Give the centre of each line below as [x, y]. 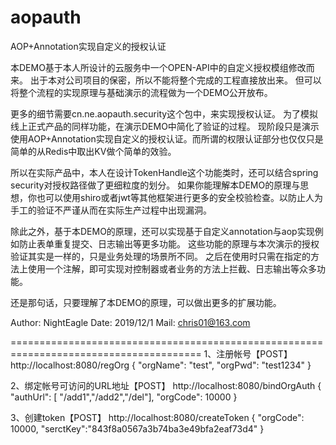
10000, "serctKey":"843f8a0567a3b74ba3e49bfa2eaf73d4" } [137, 428]
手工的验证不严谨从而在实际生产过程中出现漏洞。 [111, 210]
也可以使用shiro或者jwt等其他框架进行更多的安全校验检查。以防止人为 [179, 197]
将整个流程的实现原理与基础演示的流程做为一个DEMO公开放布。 [141, 92]
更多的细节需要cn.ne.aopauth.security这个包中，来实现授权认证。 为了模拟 [164, 113]
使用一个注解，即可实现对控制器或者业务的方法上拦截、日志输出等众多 [172, 268]
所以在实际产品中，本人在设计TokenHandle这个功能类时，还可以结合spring [164, 172]
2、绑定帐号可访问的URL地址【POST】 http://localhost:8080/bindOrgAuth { [166, 385]
